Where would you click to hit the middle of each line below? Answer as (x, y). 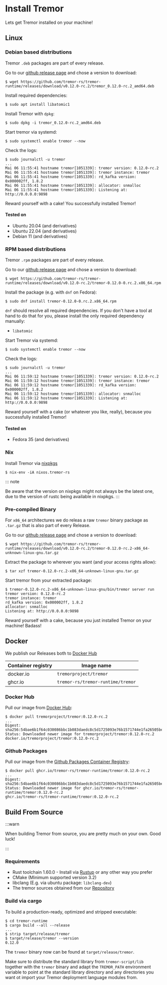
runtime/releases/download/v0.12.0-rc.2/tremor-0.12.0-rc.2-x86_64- (78, 548)
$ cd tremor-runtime (27, 921)
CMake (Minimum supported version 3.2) (54, 878)
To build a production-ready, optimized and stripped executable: (71, 911)
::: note (12, 481)
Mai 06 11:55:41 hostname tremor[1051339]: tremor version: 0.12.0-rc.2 (82, 168)
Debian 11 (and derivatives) (40, 236)
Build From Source (34, 812)
